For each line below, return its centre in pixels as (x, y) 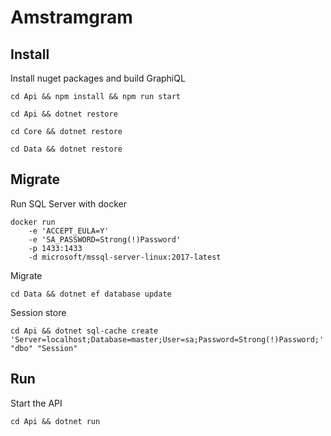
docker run (33, 222)
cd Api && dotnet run (55, 421)
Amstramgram (71, 17)
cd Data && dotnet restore (66, 149)
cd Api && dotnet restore (64, 114)
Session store (38, 312)
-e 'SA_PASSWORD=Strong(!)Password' (105, 239)
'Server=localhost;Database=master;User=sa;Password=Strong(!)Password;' (167, 339)
